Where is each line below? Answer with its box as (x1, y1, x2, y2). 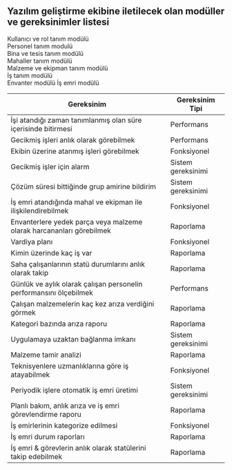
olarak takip (10, 268, 49, 277)
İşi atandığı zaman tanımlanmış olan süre (10, 115, 142, 125)
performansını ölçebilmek (10, 288, 93, 297)
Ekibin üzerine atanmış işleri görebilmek (10, 146, 139, 156)
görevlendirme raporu (10, 409, 81, 419)
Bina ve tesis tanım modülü (7, 49, 84, 57)
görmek (10, 307, 36, 317)
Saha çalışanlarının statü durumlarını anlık (10, 259, 145, 268)
